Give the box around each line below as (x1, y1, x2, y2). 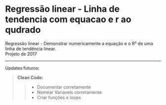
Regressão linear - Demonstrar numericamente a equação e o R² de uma (5, 40, 153, 46)
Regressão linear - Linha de (5, 3, 120, 15)
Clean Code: (17, 75, 43, 80)
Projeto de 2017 (5, 51, 37, 57)
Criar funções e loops (37, 94, 82, 100)
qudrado (5, 25, 41, 35)
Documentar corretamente (37, 84, 91, 90)
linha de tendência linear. (5, 46, 56, 52)
